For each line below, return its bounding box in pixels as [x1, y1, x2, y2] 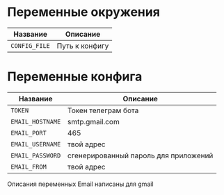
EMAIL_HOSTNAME [10, 117, 61, 126]
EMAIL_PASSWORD [10, 151, 61, 160]
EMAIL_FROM [10, 162, 47, 171]
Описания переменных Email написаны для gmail [7, 180, 154, 188]
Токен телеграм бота [67, 105, 139, 115]
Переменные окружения [7, 4, 160, 20]
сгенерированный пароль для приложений [67, 151, 214, 160]
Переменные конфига [7, 69, 143, 85]
